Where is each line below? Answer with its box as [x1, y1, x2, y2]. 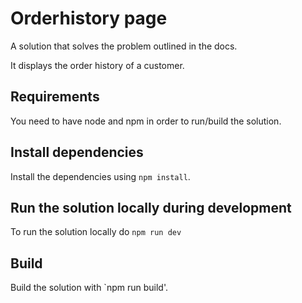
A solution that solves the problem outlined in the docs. [10, 40, 238, 52]
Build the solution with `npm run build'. [10, 282, 168, 294]
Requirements [10, 88, 100, 106]
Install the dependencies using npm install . [10, 170, 191, 182]
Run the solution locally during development [10, 199, 292, 216]
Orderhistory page [10, 7, 168, 30]
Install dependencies [10, 144, 144, 161]
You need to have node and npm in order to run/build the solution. [10, 115, 282, 127]
